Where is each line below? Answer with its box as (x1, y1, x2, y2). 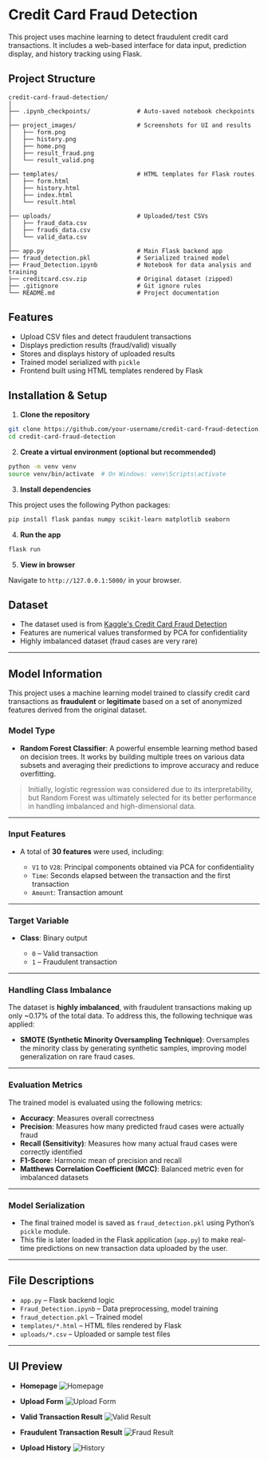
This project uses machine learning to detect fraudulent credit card (8, 32, 229, 42)
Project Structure (8, 72, 96, 85)
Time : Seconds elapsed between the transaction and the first (31, 870, 231, 880)
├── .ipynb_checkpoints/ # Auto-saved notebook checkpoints (8, 107, 255, 115)
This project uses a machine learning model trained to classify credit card (8, 688, 250, 698)
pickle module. (19, 1227, 70, 1236)
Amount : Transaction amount (31, 888, 124, 897)
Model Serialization (8, 1200, 85, 1211)
